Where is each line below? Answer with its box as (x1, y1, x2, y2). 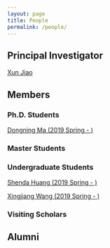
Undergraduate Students (7, 162, 94, 172)
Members (7, 89, 50, 101)
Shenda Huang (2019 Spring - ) (7, 178, 97, 187)
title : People (7, 17, 49, 24)
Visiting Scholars (7, 209, 67, 219)
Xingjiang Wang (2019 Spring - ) (7, 192, 100, 201)
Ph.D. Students (7, 110, 60, 120)
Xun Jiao (7, 68, 33, 77)
